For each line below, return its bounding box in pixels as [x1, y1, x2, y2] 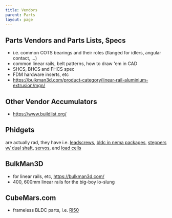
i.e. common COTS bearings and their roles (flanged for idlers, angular [12, 50, 161, 56]
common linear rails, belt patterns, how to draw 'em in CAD [12, 61, 138, 67]
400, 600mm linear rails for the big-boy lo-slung [12, 179, 115, 185]
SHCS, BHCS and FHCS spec [12, 66, 75, 72]
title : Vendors [5, 7, 38, 13]
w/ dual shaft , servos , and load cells [5, 145, 81, 151]
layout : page [5, 17, 33, 22]
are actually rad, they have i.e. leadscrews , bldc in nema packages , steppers [5, 139, 167, 145]
